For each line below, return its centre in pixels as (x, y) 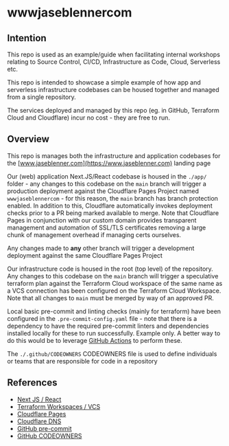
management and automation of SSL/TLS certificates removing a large (107, 227)
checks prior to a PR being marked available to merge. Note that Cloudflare (113, 213)
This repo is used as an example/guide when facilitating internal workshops (114, 54)
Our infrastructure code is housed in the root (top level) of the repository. (110, 269)
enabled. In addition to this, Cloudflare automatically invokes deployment (110, 205)
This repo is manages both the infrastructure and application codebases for (114, 155)
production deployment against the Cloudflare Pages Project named (103, 191)
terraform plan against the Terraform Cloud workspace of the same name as (115, 283)
